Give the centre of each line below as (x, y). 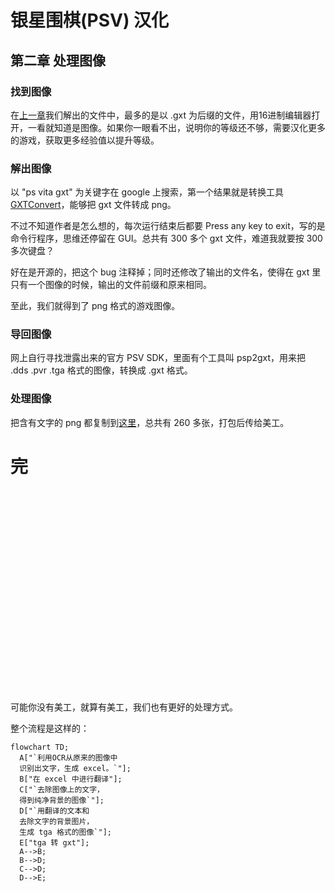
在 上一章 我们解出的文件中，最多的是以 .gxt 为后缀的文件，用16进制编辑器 (161, 115)
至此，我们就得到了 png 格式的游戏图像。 (95, 306)
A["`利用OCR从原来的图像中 (68, 757)
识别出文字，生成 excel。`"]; (75, 768)
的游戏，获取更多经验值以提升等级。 (85, 140)
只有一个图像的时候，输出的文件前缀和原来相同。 (111, 285)
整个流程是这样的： (50, 728)
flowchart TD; (40, 747)
